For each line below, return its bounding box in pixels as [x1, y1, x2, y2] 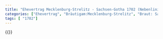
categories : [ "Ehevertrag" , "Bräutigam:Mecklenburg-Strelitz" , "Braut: [5, 12, 153, 16]
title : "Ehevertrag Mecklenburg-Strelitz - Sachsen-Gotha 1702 [5, 7, 136, 12]
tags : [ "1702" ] [5, 16, 38, 21]
